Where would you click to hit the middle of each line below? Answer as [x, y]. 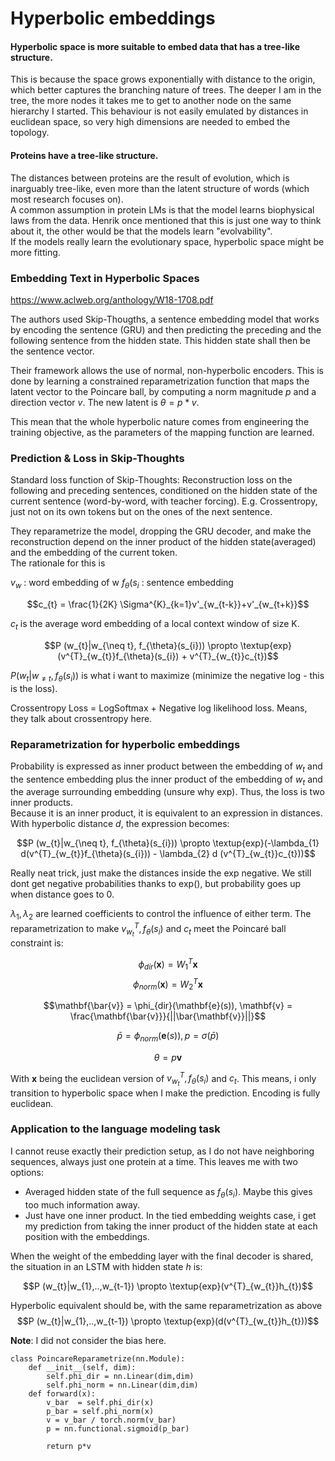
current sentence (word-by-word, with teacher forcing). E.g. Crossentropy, [164, 501]
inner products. [42, 803]
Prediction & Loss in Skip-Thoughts [97, 458]
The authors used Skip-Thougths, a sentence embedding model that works [165, 319]
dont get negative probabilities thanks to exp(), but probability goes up [156, 884]
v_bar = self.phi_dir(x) [100, 1402]
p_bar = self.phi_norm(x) [100, 1411]
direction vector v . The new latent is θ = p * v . [105, 402]
